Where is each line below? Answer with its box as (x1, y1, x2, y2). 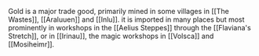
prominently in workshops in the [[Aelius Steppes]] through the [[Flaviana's (8, 23, 251, 32)
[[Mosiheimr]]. (8, 40, 55, 49)
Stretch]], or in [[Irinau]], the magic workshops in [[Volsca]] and (8, 31, 214, 40)
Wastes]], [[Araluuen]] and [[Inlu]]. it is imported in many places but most (8, 15, 245, 24)
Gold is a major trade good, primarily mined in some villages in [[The (8, 7, 229, 16)
